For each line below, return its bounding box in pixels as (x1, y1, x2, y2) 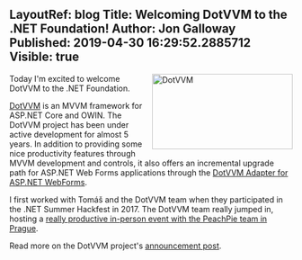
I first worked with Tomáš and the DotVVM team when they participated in (9, 193, 283, 205)
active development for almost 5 (9, 129, 129, 139)
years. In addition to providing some (9, 139, 143, 149)
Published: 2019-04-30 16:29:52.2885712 (9, 35, 252, 50)
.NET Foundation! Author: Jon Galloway (9, 22, 236, 37)
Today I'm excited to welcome (9, 73, 120, 84)
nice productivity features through (9, 148, 137, 158)
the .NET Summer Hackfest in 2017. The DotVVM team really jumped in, (9, 203, 274, 214)
